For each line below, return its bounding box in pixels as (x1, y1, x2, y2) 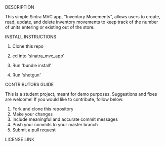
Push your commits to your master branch (12, 122, 98, 127)
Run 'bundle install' (12, 63, 52, 68)
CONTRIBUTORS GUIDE (5, 81, 54, 87)
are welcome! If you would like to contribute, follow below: (5, 96, 124, 102)
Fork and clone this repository (12, 106, 74, 111)
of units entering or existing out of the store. (5, 24, 95, 30)
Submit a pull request (12, 127, 56, 133)
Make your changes (12, 111, 53, 117)
